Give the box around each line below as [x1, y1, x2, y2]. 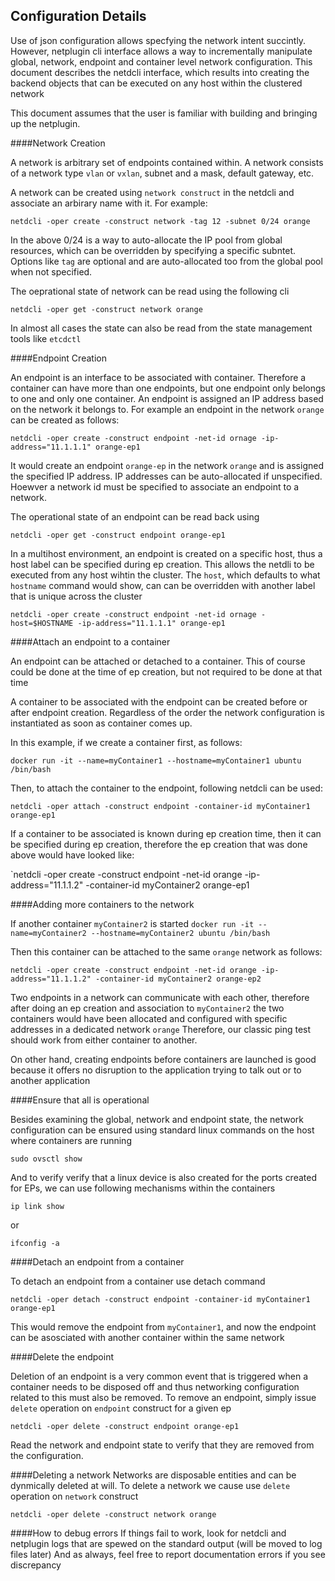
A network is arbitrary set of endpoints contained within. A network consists [10, 156, 324, 168]
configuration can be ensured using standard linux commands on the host [10, 1124, 315, 1136]
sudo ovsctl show [10, 1154, 83, 1164]
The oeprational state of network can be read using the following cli [10, 285, 290, 297]
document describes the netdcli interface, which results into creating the [10, 66, 310, 78]
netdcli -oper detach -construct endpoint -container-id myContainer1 [10, 1294, 311, 1304]
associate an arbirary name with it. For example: [10, 197, 208, 209]
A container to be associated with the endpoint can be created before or [10, 695, 308, 708]
